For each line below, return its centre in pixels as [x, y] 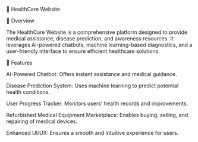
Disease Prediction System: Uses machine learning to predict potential [92, 86]
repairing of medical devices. [42, 121]
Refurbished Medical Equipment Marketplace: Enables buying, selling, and [97, 115]
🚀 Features [19, 63]
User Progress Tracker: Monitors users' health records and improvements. [97, 103]
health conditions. [28, 92]
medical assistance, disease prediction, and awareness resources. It [90, 38]
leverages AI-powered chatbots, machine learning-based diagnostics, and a [99, 45]
